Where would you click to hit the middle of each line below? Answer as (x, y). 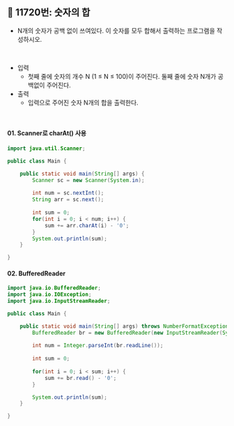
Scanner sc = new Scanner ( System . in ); (88, 180)
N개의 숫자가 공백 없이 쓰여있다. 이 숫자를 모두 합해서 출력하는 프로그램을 (116, 31)
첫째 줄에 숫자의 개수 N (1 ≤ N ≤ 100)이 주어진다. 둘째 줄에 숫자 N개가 (122, 76)
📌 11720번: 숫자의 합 (49, 13)
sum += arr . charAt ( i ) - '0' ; (87, 225)
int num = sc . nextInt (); (68, 193)
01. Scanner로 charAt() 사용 (47, 133)
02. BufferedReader (37, 273)
